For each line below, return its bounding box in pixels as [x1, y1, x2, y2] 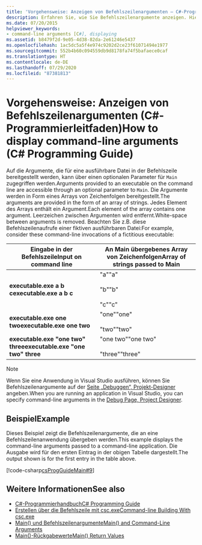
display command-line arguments [6, 135, 179, 148]
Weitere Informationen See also [6, 484, 125, 495]
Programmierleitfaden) [6, 121, 123, 135]
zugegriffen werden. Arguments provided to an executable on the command [6, 180, 193, 187]
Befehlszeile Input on [21, 253, 82, 261]
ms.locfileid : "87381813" [6, 70, 71, 76]
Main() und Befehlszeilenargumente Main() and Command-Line [14, 519, 170, 526]
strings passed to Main [112, 260, 180, 269]
